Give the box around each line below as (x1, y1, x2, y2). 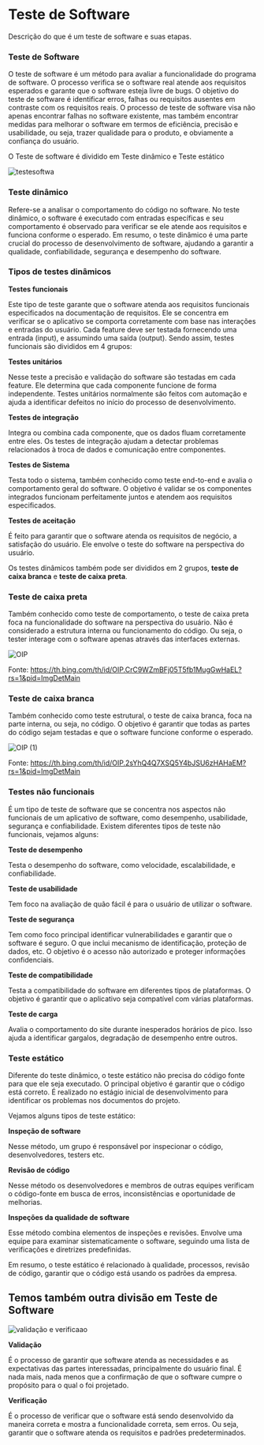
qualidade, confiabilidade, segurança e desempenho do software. (8, 246, 222, 256)
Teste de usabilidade (8, 884, 78, 893)
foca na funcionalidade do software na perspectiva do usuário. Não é (8, 617, 233, 627)
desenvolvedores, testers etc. (8, 1150, 105, 1160)
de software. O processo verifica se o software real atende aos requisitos (8, 77, 247, 88)
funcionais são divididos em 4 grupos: (8, 341, 132, 351)
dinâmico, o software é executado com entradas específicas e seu (8, 213, 225, 223)
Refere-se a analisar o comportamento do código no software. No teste (8, 205, 240, 214)
